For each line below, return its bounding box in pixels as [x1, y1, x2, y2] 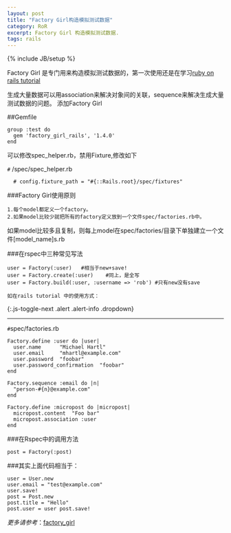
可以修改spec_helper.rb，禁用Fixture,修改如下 [7, 151, 137, 160]
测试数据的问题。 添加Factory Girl [7, 99, 102, 107]
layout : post [7, 10, 45, 17]
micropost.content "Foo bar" [13, 410, 100, 417]
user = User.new [7, 475, 54, 482]
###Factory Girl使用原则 [7, 191, 76, 199]
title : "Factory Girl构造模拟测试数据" [7, 17, 113, 23]
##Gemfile [7, 113, 37, 121]
